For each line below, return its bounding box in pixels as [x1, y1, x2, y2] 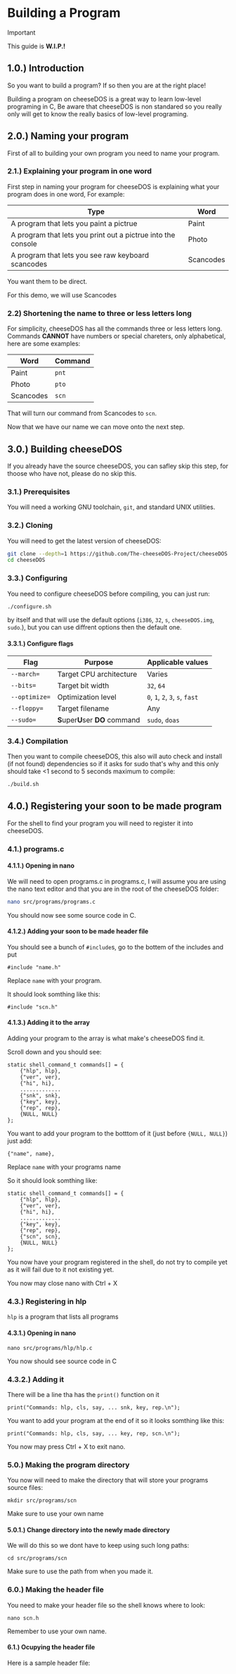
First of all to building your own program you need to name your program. [7, 149, 220, 157]
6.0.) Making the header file [7, 1584, 104, 1594]
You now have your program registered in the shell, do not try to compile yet [7, 1258, 228, 1267]
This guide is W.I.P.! [7, 42, 65, 50]
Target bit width [57, 680, 110, 690]
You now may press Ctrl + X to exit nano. [7, 1442, 126, 1451]
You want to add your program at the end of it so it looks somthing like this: [7, 1416, 225, 1424]
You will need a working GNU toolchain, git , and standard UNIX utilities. [7, 503, 216, 512]
